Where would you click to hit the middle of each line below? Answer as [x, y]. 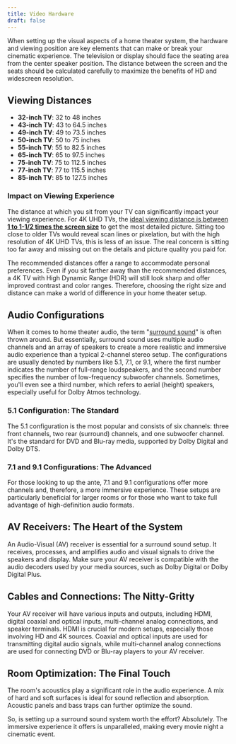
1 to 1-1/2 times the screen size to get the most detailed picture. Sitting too [116, 227]
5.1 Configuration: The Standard [63, 411]
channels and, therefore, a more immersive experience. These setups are [114, 490]
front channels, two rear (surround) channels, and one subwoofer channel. [116, 433]
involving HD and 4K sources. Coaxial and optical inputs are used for [107, 636]
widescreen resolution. [41, 78]
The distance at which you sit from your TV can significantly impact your [113, 211]
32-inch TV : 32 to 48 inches [59, 118]
